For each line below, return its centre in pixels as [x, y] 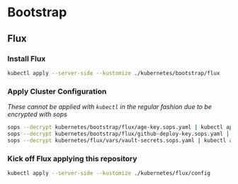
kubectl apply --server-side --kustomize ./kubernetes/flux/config [109, 173]
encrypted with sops [37, 115]
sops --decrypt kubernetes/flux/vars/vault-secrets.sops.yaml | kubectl [117, 140]
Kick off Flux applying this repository [72, 159]
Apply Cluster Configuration [57, 91]
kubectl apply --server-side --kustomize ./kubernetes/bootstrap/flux [114, 73]
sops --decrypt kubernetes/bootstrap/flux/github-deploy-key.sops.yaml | [119, 134]
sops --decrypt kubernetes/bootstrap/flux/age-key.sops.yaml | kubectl [115, 127]
